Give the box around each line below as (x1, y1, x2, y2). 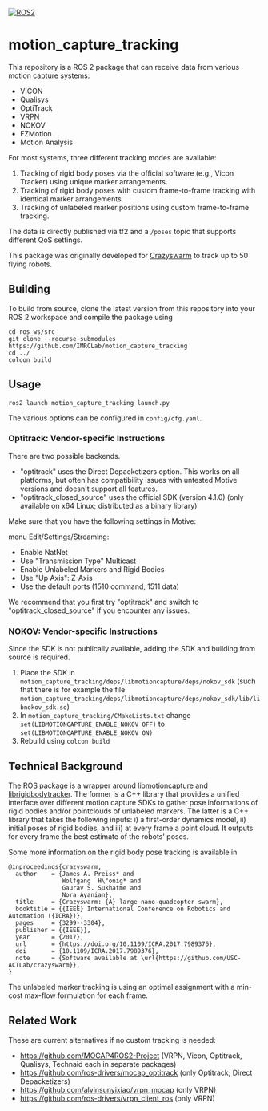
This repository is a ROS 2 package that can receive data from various (8, 62, 240, 71)
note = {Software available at (15, 954, 138, 962)
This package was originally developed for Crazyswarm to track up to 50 (8, 250, 249, 260)
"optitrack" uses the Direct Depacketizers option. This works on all (19, 466, 240, 476)
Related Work (8, 1014, 78, 1028)
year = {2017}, (15, 933, 84, 941)
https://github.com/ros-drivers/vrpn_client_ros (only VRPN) (19, 1093, 215, 1103)
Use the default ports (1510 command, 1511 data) (19, 582, 180, 591)
